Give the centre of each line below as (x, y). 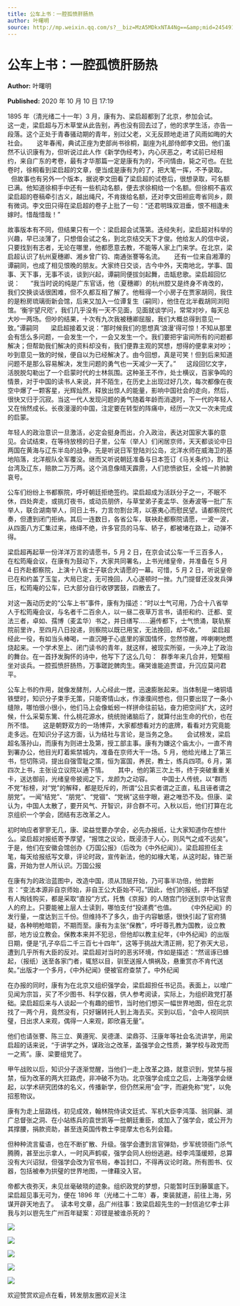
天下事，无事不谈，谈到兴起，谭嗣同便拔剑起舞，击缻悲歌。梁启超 (117, 274)
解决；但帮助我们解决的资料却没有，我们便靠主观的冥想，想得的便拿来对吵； (120, 346)
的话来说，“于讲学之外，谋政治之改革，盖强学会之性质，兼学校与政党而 (125, 1045)
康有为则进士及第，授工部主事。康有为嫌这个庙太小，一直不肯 (142, 743)
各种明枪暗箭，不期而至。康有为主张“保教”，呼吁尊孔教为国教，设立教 (123, 925)
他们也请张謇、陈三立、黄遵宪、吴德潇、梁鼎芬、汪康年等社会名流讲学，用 (117, 1036)
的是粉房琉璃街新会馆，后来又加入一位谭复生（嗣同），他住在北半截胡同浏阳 (119, 301)
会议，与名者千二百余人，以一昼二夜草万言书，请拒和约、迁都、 (132, 612)
